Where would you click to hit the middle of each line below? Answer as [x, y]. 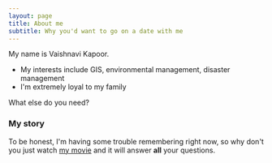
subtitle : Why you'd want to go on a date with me [96, 31]
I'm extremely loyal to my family [73, 87]
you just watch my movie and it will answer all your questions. [112, 150]
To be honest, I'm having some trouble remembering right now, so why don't [136, 141]
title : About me [36, 24]
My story [26, 124]
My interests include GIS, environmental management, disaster [125, 70]
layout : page [30, 16]
